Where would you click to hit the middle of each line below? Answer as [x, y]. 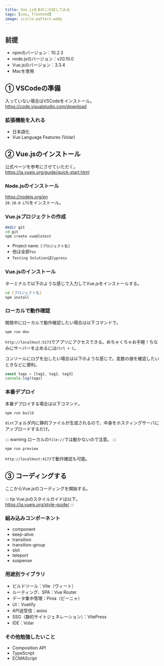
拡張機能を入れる [25, 120]
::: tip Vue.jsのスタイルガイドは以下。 [43, 499]
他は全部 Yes [24, 252]
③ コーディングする [36, 476]
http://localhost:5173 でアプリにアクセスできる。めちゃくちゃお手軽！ [77, 342]
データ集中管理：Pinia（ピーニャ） [47, 598]
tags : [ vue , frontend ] [28, 14]
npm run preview [22, 449]
